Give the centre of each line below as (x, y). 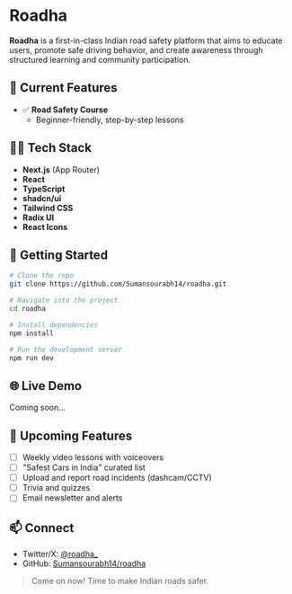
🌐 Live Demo (46, 386)
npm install (31, 333)
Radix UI (38, 217)
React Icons (45, 226)
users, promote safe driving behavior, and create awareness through (136, 49)
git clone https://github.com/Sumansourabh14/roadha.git (118, 284)
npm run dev (31, 358)
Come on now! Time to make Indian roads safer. (120, 581)
